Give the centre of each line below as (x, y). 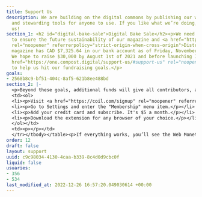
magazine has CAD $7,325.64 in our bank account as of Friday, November (105, 51)
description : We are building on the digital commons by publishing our (99, 17)
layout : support (26, 151)
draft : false (23, 146)
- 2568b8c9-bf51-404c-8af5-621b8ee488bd (58, 79)
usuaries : (19, 168)
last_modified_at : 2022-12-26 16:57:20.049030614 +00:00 (79, 185)
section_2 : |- (24, 85)
